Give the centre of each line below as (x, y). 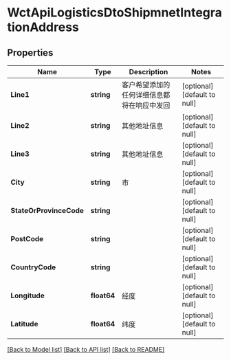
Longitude (27, 295)
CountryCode (33, 267)
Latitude (24, 324)
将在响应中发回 (146, 105)
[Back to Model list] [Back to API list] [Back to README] (86, 349)
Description (148, 72)
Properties (30, 53)
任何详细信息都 (146, 95)
